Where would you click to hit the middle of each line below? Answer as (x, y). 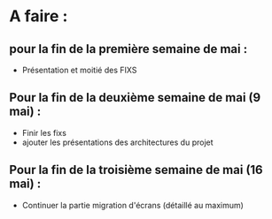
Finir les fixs (44, 132)
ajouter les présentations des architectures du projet (118, 142)
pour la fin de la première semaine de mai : (128, 49)
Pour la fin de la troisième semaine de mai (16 (136, 170)
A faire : (39, 16)
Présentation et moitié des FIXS (79, 70)
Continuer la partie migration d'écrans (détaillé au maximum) (132, 205)
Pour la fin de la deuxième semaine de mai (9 (135, 98)
